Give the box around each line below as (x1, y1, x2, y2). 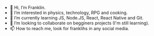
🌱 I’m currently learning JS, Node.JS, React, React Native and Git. (9, 15, 144, 20)
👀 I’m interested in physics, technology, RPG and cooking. (9, 10, 128, 16)
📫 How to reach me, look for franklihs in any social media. (9, 26, 130, 31)
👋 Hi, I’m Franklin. (9, 5, 46, 10)
